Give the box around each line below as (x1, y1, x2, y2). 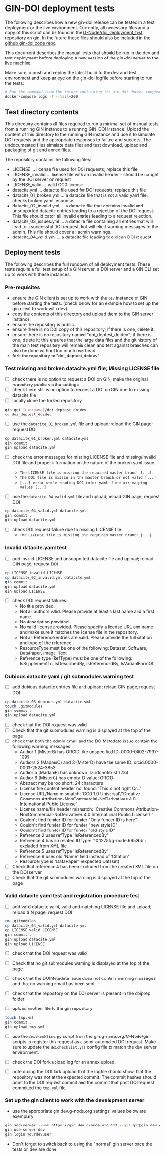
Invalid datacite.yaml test (5, 544, 67, 551)
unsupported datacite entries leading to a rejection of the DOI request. (12, 207, 155, 214)
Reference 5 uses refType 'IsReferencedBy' (19, 848, 108, 854)
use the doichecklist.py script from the (12, 1033, 93, 1039)
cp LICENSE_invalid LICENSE (5, 570, 63, 575)
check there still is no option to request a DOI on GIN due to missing (12, 386, 150, 392)
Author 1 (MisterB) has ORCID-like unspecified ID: (19, 749, 120, 755)
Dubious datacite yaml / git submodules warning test (5, 673, 134, 680)
